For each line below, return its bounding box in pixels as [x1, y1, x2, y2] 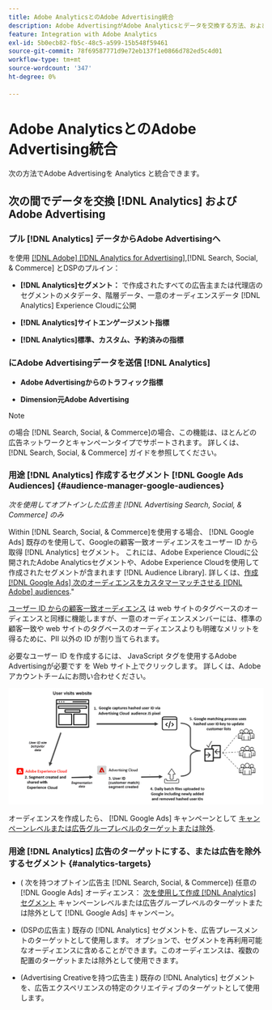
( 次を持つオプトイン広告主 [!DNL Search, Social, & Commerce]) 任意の [19, 877, 257, 887]
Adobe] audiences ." [8, 587, 74, 596]
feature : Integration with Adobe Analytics [8, 30, 158, 38]
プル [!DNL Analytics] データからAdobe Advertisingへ [8, 233, 221, 244]
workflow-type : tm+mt [8, 56, 82, 64]
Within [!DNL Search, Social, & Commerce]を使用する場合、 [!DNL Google [8, 527, 255, 537]
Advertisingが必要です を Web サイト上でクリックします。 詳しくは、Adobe [8, 660, 261, 671]
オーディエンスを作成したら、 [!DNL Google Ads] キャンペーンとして [8, 813, 237, 823]
